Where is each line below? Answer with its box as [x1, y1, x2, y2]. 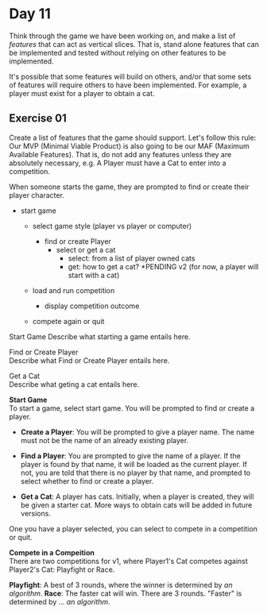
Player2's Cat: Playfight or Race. [9, 565, 115, 574]
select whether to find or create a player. [20, 476, 154, 485]
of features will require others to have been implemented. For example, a [9, 80, 247, 90]
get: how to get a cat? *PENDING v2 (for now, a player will [68, 261, 259, 271]
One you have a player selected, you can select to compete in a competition [9, 523, 257, 533]
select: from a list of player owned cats [68, 253, 195, 263]
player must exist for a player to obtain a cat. [9, 88, 155, 98]
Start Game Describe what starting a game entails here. [9, 331, 191, 342]
